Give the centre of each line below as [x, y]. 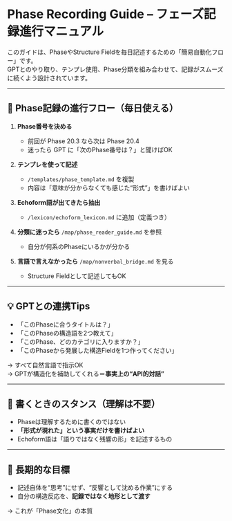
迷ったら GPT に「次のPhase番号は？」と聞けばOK [100, 149]
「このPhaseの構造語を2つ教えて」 [67, 333]
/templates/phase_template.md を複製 [81, 179]
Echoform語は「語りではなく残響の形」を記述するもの [95, 439]
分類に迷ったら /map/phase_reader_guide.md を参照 [89, 232]
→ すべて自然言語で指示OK [45, 365]
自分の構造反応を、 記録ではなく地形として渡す [84, 496]
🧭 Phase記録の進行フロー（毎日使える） [93, 108]
